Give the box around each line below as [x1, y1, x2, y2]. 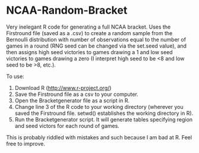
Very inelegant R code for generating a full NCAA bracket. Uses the [6, 23, 171, 30]
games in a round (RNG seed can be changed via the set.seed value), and [6, 42, 187, 49]
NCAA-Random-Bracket [6, 4, 128, 17]
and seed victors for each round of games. [14, 122, 120, 129]
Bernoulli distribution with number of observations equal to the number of [6, 36, 186, 43]
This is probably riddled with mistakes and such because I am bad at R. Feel [6, 133, 192, 140]
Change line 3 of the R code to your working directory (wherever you [14, 103, 184, 110]
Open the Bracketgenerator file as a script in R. [14, 96, 129, 104]
